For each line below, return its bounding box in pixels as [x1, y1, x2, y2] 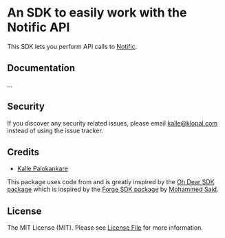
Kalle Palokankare [17, 164, 69, 173]
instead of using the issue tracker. [7, 126, 103, 135]
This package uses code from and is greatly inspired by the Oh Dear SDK [7, 178, 215, 186]
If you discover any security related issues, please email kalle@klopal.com [7, 119, 218, 127]
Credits [7, 146, 40, 158]
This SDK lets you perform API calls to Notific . [7, 42, 138, 50]
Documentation [7, 62, 76, 74]
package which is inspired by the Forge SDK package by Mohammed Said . [7, 185, 219, 194]
